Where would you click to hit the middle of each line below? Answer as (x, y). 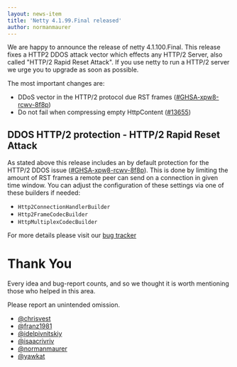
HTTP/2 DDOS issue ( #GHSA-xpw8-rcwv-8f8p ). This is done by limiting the (118, 170)
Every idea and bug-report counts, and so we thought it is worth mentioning (118, 283)
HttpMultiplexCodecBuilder (57, 222)
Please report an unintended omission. (64, 305)
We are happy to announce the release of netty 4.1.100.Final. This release (114, 47)
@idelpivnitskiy (40, 334)
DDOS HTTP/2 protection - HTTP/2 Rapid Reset (114, 134)
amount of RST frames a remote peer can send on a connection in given (113, 178)
